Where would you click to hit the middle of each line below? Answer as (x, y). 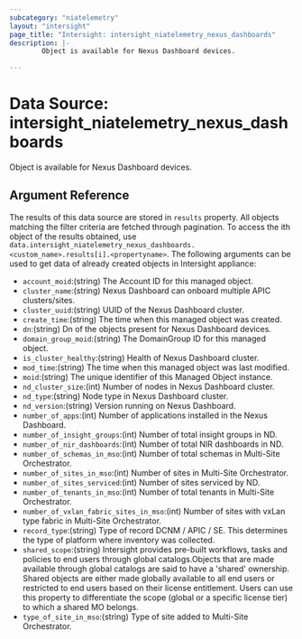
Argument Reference (69, 195)
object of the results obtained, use (73, 236)
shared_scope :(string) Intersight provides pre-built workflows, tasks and (155, 549)
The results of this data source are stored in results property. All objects (144, 217)
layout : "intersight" (50, 26)
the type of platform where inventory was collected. (119, 540)
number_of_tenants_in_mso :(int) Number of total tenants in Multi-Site (148, 492)
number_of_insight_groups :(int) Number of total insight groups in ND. (150, 434)
